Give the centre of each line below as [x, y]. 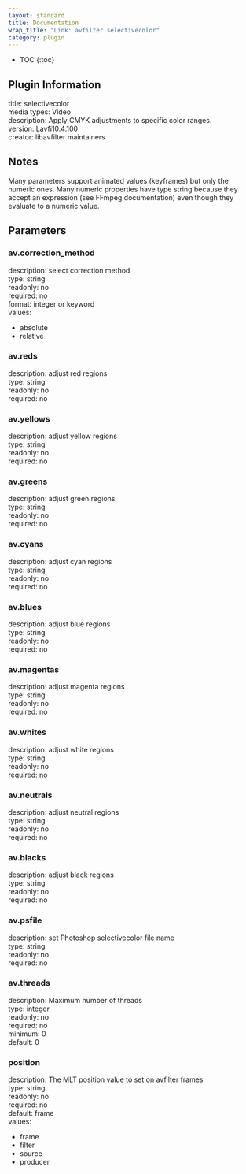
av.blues [25, 607]
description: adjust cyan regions [60, 561]
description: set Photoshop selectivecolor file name [92, 938]
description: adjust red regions [58, 373]
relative [31, 336]
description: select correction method [69, 270]
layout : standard [37, 15]
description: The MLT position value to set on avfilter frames [106, 1079]
